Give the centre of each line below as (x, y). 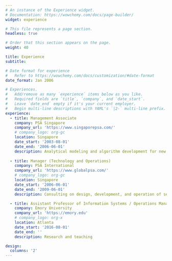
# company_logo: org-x (39, 218)
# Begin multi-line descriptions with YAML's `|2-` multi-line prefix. (86, 108)
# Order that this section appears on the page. (58, 43)
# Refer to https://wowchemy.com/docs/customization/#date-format (80, 75)
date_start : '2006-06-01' (42, 185)
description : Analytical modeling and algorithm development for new (90, 151)
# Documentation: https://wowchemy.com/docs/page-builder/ (70, 15)
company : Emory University (43, 208)
